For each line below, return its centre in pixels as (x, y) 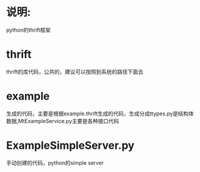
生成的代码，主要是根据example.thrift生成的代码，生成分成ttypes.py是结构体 (100, 113)
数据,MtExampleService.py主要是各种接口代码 (63, 121)
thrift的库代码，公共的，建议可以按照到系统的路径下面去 (75, 72)
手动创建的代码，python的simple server (55, 162)
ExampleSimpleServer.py (70, 145)
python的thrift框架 (28, 30)
